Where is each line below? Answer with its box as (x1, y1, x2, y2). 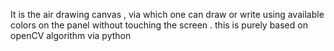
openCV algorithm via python (10, 30, 132, 41)
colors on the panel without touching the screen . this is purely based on (10, 19, 308, 31)
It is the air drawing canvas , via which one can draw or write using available (10, 9, 325, 20)
